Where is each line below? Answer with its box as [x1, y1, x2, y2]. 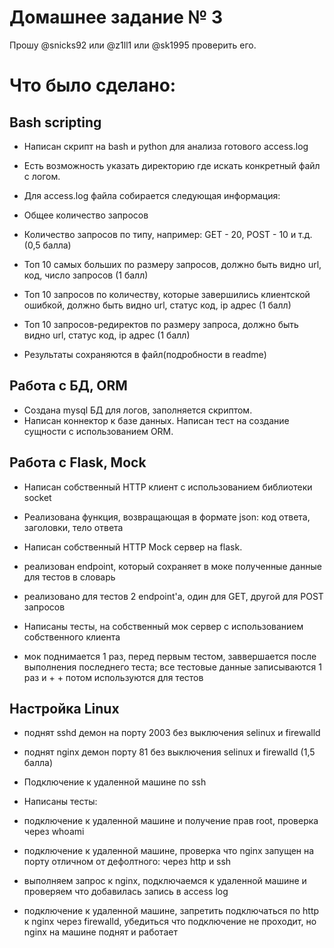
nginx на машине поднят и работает [23, 926, 178, 938]
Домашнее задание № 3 [9, 6, 224, 29]
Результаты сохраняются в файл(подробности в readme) [23, 348, 267, 360]
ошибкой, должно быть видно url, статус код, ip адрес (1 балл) [23, 299, 292, 311]
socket [23, 491, 52, 503]
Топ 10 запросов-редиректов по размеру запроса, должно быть [23, 318, 299, 330]
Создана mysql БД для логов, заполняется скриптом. [23, 404, 253, 416]
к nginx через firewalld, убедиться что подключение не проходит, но [23, 916, 317, 928]
